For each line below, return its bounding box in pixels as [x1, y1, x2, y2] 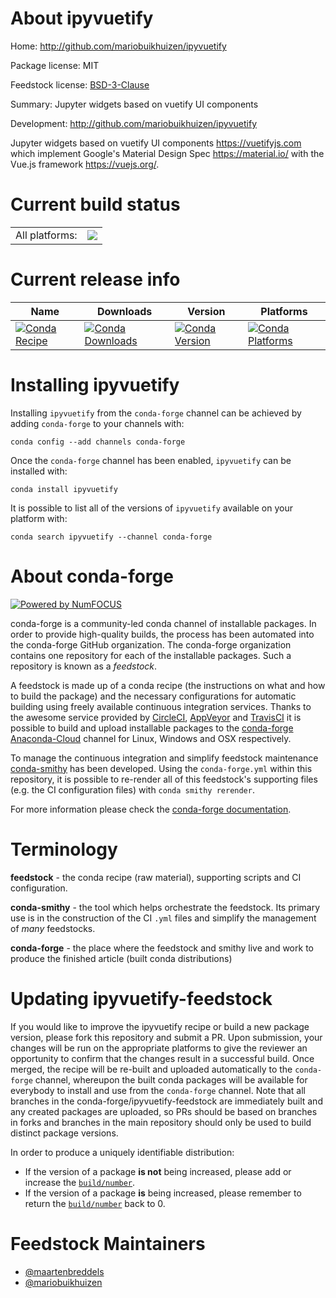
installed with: [10, 465, 68, 477]
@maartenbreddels [24, 1265, 105, 1277]
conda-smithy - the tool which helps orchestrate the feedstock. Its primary [10, 901, 321, 913]
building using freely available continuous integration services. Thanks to [10, 700, 312, 712]
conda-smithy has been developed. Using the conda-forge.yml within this [10, 762, 313, 774]
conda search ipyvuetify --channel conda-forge [10, 532, 213, 542]
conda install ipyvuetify [10, 484, 118, 494]
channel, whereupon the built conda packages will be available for [34, 1073, 308, 1086]
